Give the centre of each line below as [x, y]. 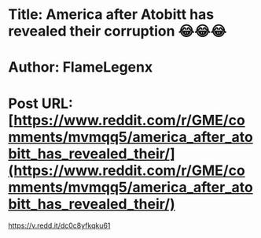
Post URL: [40, 103]
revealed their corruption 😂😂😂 [117, 31]
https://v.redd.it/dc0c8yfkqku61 [59, 225]
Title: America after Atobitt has [111, 15]
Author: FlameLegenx [81, 67]
